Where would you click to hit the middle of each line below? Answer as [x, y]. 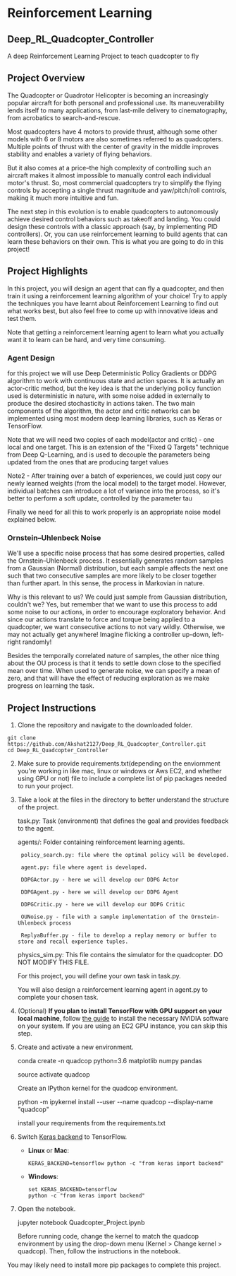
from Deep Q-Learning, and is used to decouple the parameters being [109, 455]
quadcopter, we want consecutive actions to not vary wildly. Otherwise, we [116, 627]
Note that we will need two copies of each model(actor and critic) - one [111, 439]
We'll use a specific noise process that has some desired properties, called [116, 554]
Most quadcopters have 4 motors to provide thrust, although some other [112, 131]
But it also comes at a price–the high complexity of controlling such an [109, 168]
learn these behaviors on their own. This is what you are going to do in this [116, 241]
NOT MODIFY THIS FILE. [53, 962]
